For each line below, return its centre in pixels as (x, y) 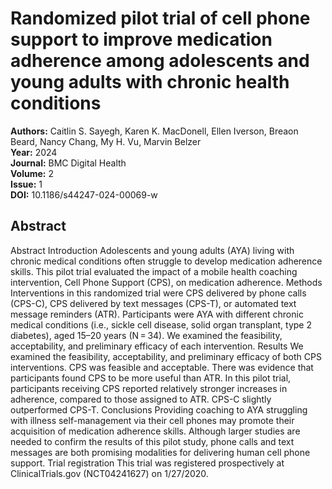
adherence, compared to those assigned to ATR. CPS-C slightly (141, 399)
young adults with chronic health (150, 82)
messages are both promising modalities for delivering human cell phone (160, 452)
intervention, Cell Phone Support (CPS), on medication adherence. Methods (166, 282)
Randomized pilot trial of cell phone (160, 18)
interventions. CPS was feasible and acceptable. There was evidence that (162, 367)
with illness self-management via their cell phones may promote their (152, 420)
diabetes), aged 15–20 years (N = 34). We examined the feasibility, (146, 335)
